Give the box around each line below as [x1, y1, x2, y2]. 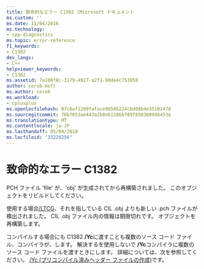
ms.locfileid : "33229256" [6, 134, 72, 141]
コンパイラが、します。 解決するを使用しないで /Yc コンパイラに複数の [17, 240, 195, 248]
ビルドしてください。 [32, 191, 87, 199]
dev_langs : [6, 55, 34, 61]
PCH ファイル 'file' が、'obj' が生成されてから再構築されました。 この [6, 184, 181, 191]
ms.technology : [6, 26, 45, 32]
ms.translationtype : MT [6, 117, 67, 123]
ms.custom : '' [6, 15, 43, 21]
